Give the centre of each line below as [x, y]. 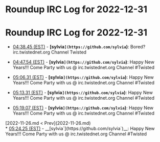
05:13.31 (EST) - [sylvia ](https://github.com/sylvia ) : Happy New [83, 93]
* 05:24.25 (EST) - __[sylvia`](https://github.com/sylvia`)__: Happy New [80, 129]
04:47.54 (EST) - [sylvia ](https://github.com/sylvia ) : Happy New [84, 62]
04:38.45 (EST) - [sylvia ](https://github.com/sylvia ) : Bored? [79, 47]
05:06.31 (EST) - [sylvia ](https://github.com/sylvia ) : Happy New [83, 77]
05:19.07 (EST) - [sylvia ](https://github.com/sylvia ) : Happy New [83, 108]
